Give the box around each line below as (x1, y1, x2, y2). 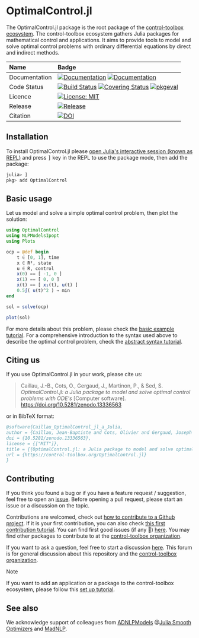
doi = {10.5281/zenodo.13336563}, (6, 435, 92, 442)
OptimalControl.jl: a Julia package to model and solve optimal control (20, 389, 191, 396)
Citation (9, 112, 31, 120)
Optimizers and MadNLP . (6, 625, 67, 633)
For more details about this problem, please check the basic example (6, 325, 175, 332)
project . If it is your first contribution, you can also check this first (6, 520, 166, 527)
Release (9, 102, 31, 110)
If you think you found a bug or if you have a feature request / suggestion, (6, 490, 187, 497)
